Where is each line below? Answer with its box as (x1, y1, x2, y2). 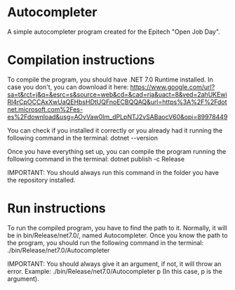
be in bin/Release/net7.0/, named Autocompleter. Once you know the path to (7, 231, 228, 239)
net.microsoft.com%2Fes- (7, 105, 83, 113)
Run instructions (7, 201, 107, 216)
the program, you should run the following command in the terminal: (7, 238, 204, 246)
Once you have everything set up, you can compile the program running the (7, 147, 227, 155)
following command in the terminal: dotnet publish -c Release (7, 154, 184, 163)
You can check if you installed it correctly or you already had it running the (7, 126, 223, 134)
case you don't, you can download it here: (7, 82, 129, 91)
